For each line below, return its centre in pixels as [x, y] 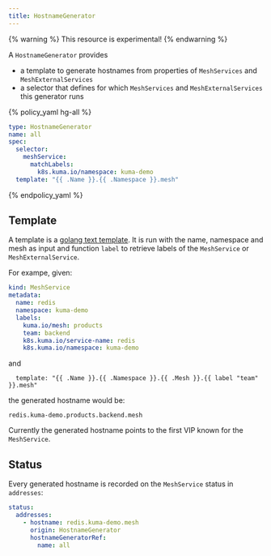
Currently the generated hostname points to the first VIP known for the [126, 430]
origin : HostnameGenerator [75, 530]
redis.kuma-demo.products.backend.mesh [76, 415]
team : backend [47, 333]
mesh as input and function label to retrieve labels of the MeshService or [129, 249]
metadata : [25, 295]
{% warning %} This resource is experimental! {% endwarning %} [118, 39]
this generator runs [52, 96]
